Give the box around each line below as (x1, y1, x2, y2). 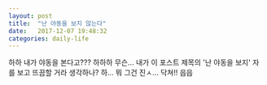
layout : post (8, 11, 53, 20)
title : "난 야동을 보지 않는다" (8, 19, 107, 28)
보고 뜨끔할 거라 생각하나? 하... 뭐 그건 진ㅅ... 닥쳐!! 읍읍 (16, 68, 194, 78)
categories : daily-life (8, 34, 90, 43)
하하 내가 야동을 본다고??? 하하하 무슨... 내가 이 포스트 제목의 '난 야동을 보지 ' (8, 57, 251, 67)
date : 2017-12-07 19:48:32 (8, 27, 107, 35)
